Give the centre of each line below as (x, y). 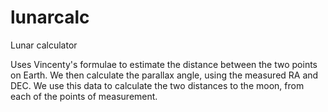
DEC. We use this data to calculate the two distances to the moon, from (157, 85)
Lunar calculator (44, 45)
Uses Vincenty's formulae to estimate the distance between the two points (164, 64)
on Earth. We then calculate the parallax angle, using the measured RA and (164, 75)
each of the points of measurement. (84, 96)
